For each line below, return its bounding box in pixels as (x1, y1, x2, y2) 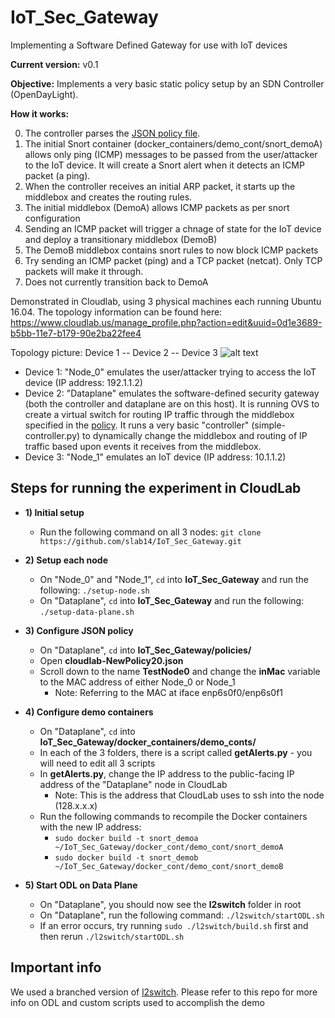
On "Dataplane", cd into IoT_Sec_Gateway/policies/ (39, 644, 252, 656)
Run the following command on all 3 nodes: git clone (39, 526, 262, 538)
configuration (24, 212, 81, 224)
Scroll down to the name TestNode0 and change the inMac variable (39, 665, 321, 677)
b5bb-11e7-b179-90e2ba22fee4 (10, 327, 142, 339)
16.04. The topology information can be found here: (10, 306, 223, 318)
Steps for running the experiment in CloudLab (10, 480, 302, 497)
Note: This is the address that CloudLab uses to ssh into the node (54, 789, 325, 801)
